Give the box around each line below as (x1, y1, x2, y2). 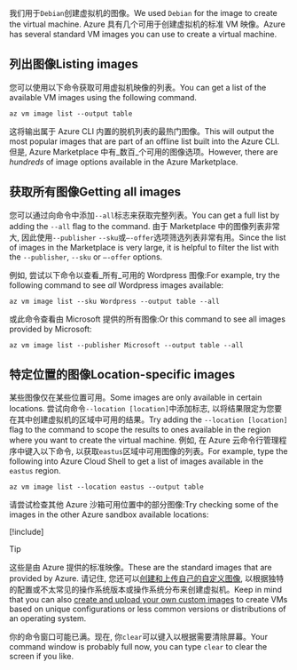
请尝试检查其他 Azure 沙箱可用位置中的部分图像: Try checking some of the (9, 499, 279, 510)
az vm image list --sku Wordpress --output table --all (9, 297, 220, 306)
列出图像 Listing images (9, 57, 139, 72)
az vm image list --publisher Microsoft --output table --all (9, 340, 244, 349)
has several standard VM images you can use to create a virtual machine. (9, 29, 277, 39)
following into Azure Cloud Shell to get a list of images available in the (9, 456, 264, 467)
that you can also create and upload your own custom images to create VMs (9, 594, 288, 605)
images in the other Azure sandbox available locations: (9, 509, 209, 520)
